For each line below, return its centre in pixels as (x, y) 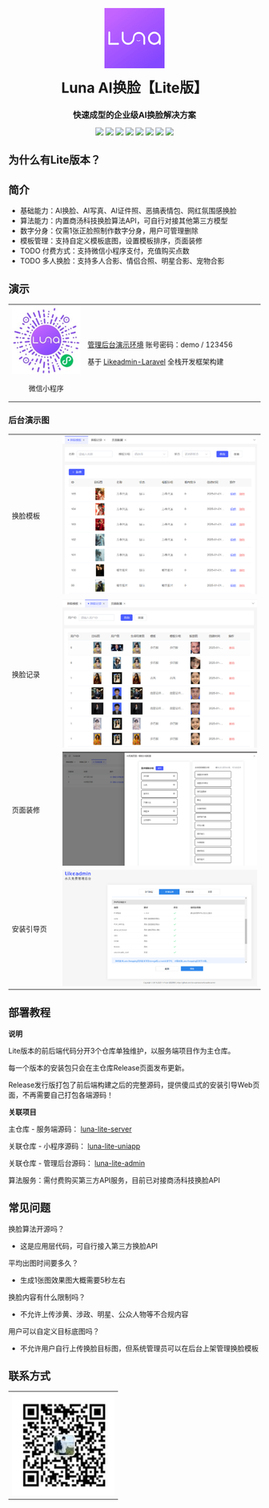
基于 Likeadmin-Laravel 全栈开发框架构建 (156, 361)
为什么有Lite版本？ (55, 160)
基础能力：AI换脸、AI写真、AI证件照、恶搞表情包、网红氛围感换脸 (128, 211)
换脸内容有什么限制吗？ (47, 1297)
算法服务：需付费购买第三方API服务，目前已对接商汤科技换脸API (114, 1180)
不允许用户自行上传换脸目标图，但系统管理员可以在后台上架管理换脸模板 (139, 1348)
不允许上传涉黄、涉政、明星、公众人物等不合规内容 (104, 1314)
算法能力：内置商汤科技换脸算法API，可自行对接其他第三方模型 (124, 221)
